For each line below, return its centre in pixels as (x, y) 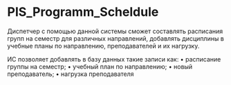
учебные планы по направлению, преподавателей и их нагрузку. (103, 46)
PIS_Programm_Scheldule (83, 12)
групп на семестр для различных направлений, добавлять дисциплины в (116, 38)
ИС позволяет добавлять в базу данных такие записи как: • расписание (114, 59)
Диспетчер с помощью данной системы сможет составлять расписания (115, 31)
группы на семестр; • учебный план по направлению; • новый (100, 66)
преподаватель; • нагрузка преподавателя (71, 74)
